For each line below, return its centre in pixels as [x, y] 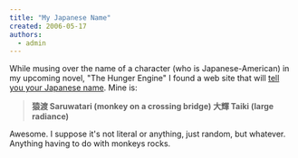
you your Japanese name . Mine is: [73, 88]
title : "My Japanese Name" [60, 18]
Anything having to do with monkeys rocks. [90, 144]
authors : [26, 34]
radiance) [50, 116]
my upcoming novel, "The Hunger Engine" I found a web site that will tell [144, 79]
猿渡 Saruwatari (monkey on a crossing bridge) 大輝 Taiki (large [153, 107]
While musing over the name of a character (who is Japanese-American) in [149, 69]
